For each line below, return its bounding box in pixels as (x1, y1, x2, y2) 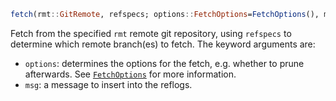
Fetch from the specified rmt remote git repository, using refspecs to (10, 27, 292, 39)
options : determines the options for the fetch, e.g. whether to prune (24, 57, 305, 69)
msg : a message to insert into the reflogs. (24, 78, 193, 90)
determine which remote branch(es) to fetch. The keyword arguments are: (10, 38, 316, 50)
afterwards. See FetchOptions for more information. (24, 68, 237, 80)
